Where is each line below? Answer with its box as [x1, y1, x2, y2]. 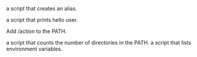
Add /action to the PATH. [6, 28, 67, 35]
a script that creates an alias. [6, 5, 78, 12]
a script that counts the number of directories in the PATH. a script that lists [6, 39, 192, 46]
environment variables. [6, 45, 63, 52]
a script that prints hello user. [6, 16, 78, 23]
